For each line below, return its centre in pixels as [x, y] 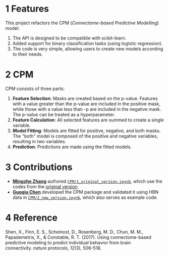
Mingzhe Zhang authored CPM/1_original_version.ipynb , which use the [87, 181]
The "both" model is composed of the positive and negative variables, [85, 136]
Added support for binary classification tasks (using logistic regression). [88, 43]
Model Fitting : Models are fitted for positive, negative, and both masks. [87, 131]
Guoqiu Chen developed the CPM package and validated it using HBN [86, 192]
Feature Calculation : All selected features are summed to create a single [88, 120]
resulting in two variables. [39, 141]
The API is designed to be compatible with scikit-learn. [69, 38]
